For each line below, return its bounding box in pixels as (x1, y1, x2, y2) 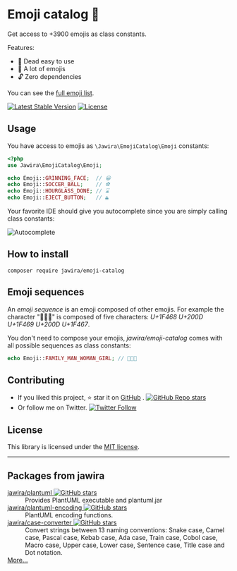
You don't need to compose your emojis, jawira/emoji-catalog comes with (7, 333, 223, 342)
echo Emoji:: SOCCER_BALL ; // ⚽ (7, 181, 111, 188)
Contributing (7, 374, 65, 386)
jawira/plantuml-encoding (7, 503, 83, 512)
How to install (7, 248, 69, 260)
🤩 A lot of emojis (17, 64, 66, 73)
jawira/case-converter (7, 518, 72, 527)
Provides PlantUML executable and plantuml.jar (25, 496, 163, 504)
